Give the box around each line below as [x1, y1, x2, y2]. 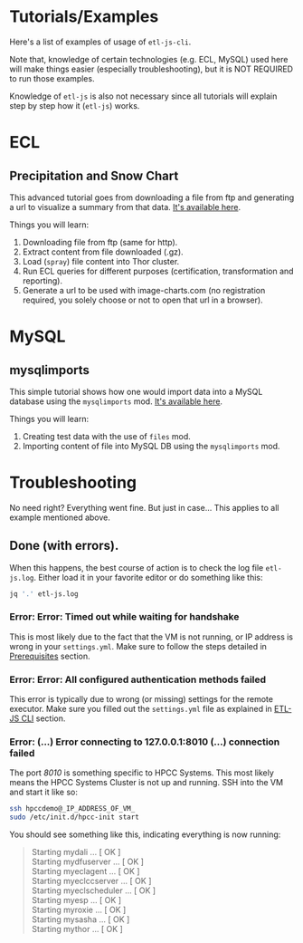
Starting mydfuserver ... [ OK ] [31, 856, 145, 867]
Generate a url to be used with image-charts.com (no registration [22, 284, 266, 295]
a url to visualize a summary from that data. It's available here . [9, 201, 241, 212]
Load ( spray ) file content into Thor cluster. [22, 255, 180, 266]
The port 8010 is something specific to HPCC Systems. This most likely [9, 767, 274, 778]
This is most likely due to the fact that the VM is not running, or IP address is [9, 631, 294, 642]
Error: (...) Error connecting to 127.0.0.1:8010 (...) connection [9, 736, 280, 748]
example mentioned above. [9, 512, 111, 523]
